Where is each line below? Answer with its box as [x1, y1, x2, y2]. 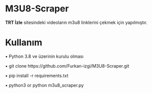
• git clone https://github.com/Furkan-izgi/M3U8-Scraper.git [5, 63, 130, 69]
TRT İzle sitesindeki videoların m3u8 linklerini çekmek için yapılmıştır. [5, 19, 148, 25]
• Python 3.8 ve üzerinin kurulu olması [5, 53, 84, 59]
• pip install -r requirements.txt [5, 73, 69, 79]
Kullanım [5, 37, 42, 48]
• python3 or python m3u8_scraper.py [5, 82, 84, 88]
